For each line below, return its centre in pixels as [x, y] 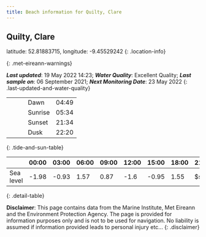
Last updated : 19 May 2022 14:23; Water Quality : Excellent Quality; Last [99, 75]
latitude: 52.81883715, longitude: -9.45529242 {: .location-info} [86, 51]
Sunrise [39, 113]
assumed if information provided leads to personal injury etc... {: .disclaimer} [103, 227]
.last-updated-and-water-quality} [48, 88]
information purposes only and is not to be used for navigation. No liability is [103, 220]
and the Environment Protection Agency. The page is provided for [89, 214]
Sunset [38, 122]
